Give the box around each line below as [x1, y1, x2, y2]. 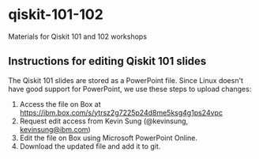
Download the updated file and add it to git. [19, 141, 161, 151]
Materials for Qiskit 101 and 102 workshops [8, 32, 148, 41]
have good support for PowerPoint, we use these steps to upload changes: [8, 84, 252, 93]
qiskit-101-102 [8, 6, 104, 24]
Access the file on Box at [19, 99, 101, 108]
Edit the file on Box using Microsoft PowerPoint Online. [19, 133, 197, 142]
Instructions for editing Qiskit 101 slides [8, 55, 207, 68]
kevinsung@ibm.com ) [19, 124, 91, 134]
